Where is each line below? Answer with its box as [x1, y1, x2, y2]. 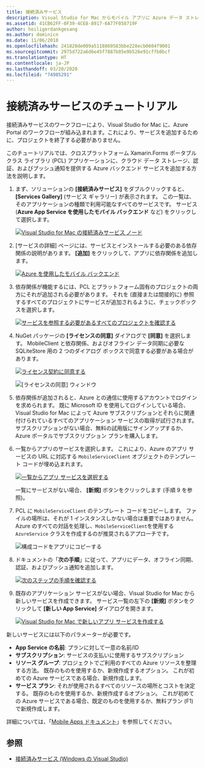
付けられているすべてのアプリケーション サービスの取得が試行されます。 [15, 417, 198, 424]
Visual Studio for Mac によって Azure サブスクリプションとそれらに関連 [15, 409, 195, 416]
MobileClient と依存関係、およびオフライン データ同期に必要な [27, 340, 185, 347]
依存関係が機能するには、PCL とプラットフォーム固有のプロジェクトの [15, 283, 193, 290]
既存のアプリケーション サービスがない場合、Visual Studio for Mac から [15, 589, 195, 597]
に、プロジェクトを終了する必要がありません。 [6, 136, 124, 144]
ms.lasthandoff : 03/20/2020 [6, 65, 78, 72]
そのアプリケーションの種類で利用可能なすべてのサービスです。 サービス [15, 201, 198, 208]
